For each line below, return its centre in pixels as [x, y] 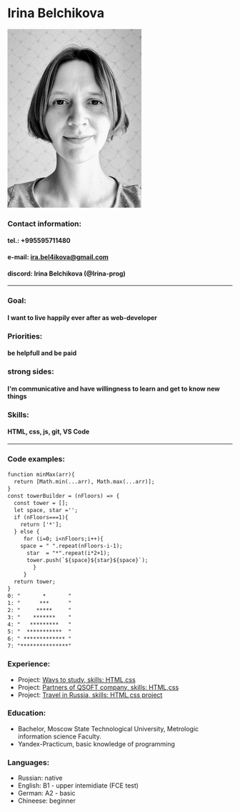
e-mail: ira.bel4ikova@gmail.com [58, 257]
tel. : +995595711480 [39, 241]
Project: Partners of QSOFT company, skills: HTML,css [98, 687]
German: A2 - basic [47, 793]
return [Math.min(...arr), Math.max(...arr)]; [84, 482]
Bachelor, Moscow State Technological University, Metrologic [108, 728]
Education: [27, 713]
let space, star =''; [46, 511]
